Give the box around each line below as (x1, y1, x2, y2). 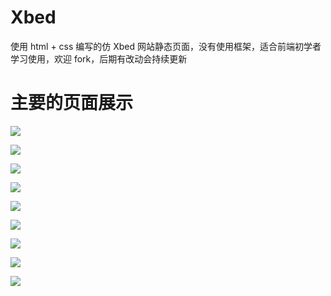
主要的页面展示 (10, 92, 134, 115)
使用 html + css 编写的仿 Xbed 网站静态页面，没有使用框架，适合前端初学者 (10, 40, 322, 52)
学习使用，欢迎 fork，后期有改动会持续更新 (10, 52, 188, 65)
